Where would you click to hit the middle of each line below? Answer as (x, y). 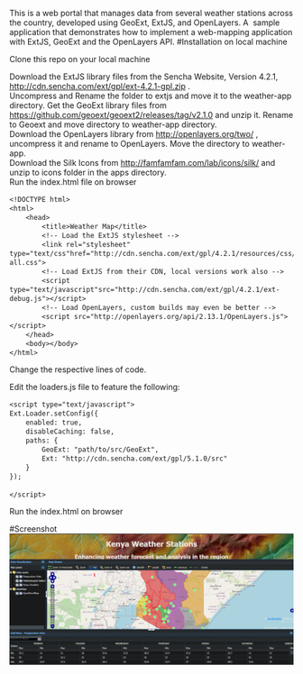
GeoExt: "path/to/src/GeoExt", (101, 450)
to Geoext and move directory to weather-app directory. (114, 124)
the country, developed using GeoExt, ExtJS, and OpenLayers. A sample (145, 23)
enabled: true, (54, 423)
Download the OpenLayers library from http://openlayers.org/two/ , (134, 134)
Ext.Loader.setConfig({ (54, 414)
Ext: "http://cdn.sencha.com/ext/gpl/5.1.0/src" (135, 459)
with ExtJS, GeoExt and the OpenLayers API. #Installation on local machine (148, 41)
